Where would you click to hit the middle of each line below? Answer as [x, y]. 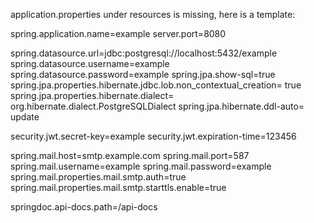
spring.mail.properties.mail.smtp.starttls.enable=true [118, 187]
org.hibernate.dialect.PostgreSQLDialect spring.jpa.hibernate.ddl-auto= [157, 106]
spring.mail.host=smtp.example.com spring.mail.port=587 [130, 155]
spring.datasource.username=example [90, 63]
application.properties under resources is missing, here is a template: [153, 14]
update [25, 117]
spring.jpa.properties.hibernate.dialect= [92, 95]
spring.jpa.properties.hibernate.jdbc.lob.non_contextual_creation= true [156, 85]
